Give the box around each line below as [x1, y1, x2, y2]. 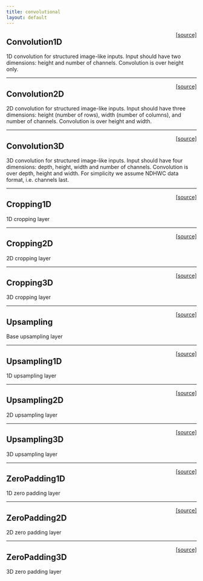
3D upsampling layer [6, 451, 58, 458]
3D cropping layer [6, 294, 51, 301]
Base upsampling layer [6, 333, 63, 340]
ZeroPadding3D [6, 552, 68, 562]
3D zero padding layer [6, 568, 62, 576]
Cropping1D [6, 199, 52, 210]
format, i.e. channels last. [6, 176, 69, 183]
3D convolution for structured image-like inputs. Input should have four [6, 156, 183, 164]
